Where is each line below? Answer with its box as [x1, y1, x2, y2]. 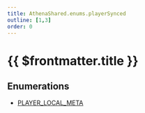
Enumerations [7, 80, 70, 92]
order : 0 [7, 23, 33, 30]
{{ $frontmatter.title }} [7, 53, 139, 69]
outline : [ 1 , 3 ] [7, 17, 52, 24]
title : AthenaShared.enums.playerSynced [7, 10, 127, 17]
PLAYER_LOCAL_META [17, 98, 84, 107]
